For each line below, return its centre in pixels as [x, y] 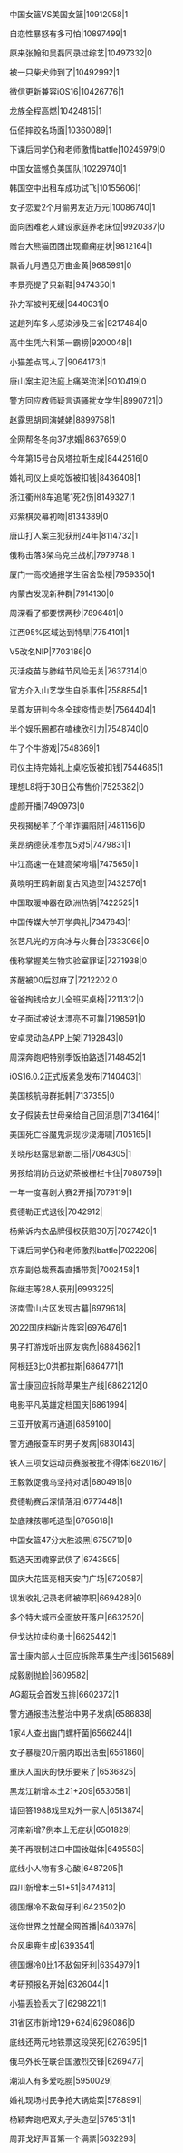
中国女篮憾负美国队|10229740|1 [68, 169]
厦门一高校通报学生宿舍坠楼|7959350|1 [82, 574]
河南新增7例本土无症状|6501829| [70, 1829]
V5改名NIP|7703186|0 [50, 652]
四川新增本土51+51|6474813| [63, 1888]
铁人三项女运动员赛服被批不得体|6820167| [88, 1463]
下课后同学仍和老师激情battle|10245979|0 [87, 150]
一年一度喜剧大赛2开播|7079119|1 [71, 1192]
